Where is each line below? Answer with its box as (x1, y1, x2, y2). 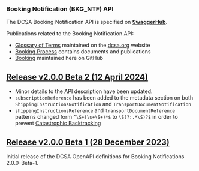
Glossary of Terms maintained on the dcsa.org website (14, 41, 151, 49)
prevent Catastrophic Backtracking (14, 119, 101, 127)
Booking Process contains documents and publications (14, 48, 151, 55)
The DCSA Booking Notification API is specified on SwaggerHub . (6, 19, 168, 26)
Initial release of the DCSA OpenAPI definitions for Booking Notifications (6, 152, 185, 160)
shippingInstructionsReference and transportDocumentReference (14, 107, 176, 114)
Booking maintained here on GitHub (14, 55, 104, 62)
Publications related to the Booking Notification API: (6, 30, 134, 37)
